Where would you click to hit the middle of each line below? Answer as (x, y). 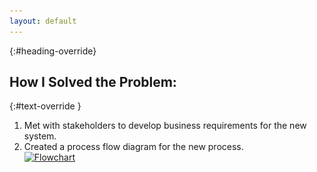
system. (40, 136)
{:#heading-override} (53, 51)
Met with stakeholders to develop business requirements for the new (165, 126)
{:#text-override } (45, 106)
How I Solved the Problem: (93, 82)
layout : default (43, 21)
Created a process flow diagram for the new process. (133, 147)
